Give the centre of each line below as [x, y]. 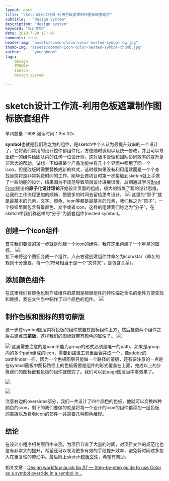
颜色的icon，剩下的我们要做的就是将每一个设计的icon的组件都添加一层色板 [82, 408]
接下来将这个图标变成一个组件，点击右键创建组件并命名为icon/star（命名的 [83, 256]
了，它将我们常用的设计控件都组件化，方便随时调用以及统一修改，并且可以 [82, 150]
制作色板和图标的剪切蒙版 [45, 316]
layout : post [19, 10]
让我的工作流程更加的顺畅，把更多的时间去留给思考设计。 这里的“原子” [81, 195]
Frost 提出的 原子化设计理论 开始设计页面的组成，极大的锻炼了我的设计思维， [83, 188]
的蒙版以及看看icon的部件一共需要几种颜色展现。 [56, 414]
